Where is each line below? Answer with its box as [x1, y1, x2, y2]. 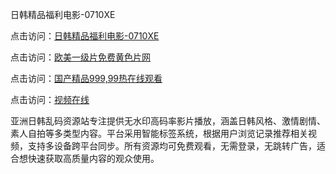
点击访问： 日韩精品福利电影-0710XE [10, 30, 160, 42]
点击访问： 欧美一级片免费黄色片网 [10, 51, 151, 63]
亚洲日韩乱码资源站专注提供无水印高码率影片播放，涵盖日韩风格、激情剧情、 [10, 115, 326, 127]
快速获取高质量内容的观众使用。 [27, 153, 160, 164]
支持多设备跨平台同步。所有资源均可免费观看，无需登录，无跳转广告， [27, 140, 317, 152]
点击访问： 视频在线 [10, 94, 90, 105]
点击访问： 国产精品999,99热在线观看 [10, 73, 163, 84]
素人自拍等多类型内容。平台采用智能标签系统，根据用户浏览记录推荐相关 [10, 128, 308, 139]
